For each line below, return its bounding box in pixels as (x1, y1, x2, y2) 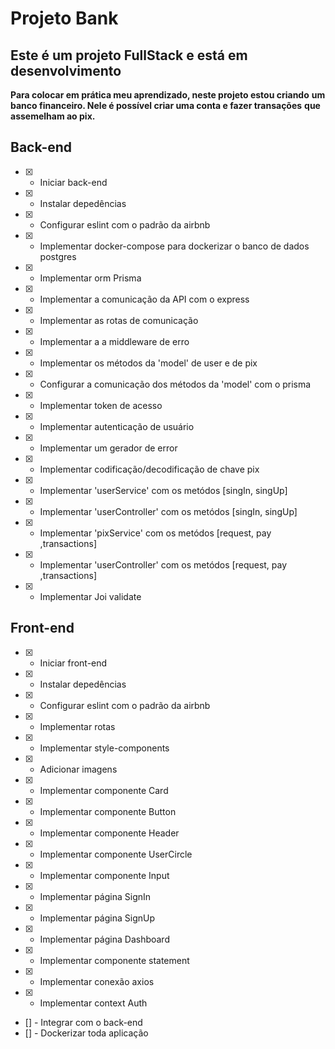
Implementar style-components (39, 742, 170, 754)
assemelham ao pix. (10, 110, 96, 122)
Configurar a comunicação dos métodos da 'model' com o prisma (39, 378, 312, 390)
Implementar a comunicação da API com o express (39, 293, 250, 305)
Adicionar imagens (39, 763, 118, 775)
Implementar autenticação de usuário (39, 420, 195, 432)
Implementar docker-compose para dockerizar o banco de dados (39, 240, 310, 252)
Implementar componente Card (39, 784, 169, 796)
